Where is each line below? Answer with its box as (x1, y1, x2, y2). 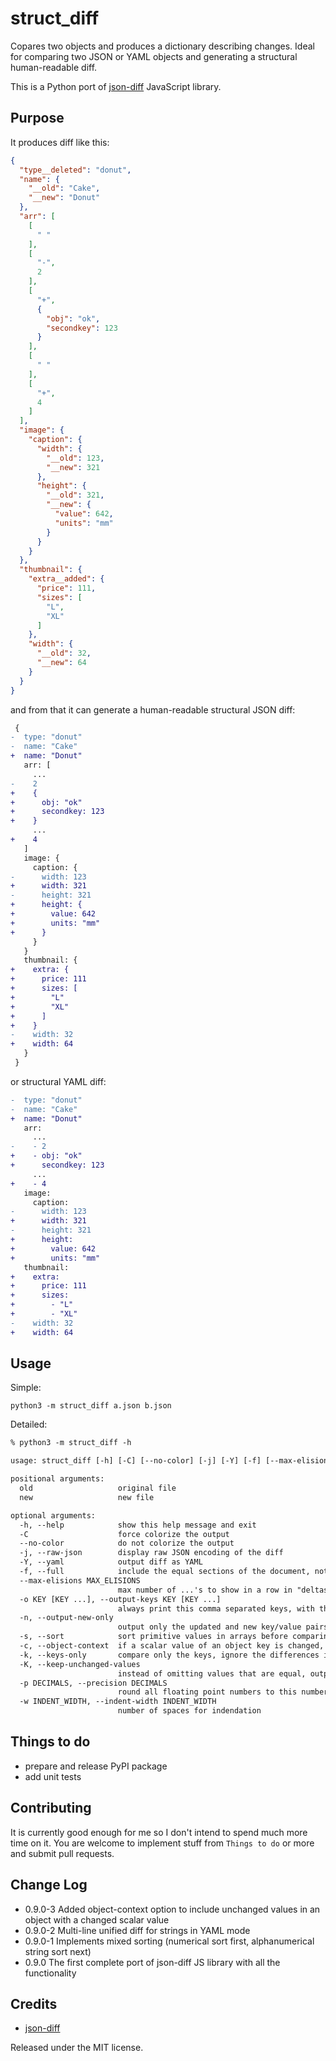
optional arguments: (10, 1510, 97, 1521)
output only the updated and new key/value (117, 1622, 302, 1632)
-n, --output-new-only (19, 1613, 114, 1623)
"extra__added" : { (28, 574, 105, 584)
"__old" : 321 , (46, 490, 105, 501)
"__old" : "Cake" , (28, 183, 101, 194)
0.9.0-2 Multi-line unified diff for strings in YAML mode (24, 1924, 251, 1936)
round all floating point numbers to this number (117, 1687, 329, 1697)
